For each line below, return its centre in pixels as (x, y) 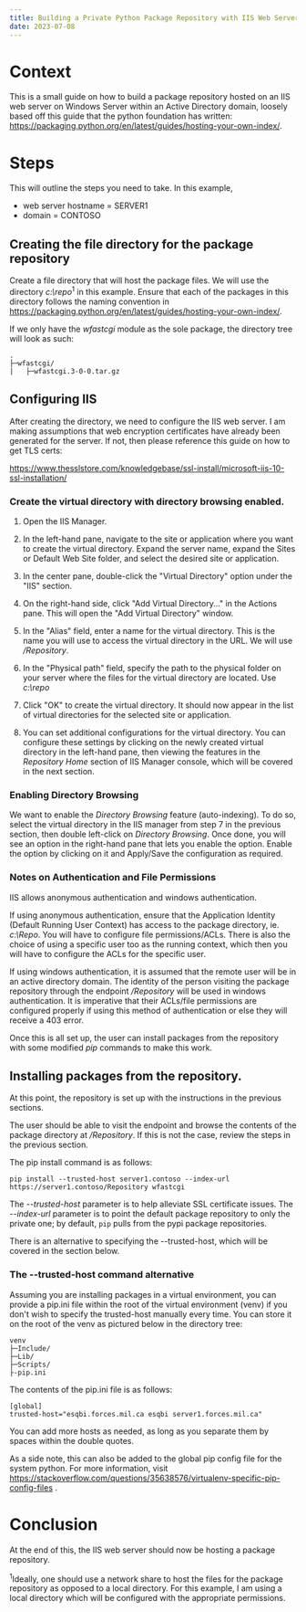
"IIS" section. (47, 585)
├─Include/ (30, 1348)
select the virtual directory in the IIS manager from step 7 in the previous (145, 825)
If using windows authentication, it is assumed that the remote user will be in (153, 971)
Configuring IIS (53, 400)
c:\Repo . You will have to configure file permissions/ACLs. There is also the (150, 934)
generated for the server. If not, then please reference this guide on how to (150, 440)
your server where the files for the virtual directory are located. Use (149, 678)
